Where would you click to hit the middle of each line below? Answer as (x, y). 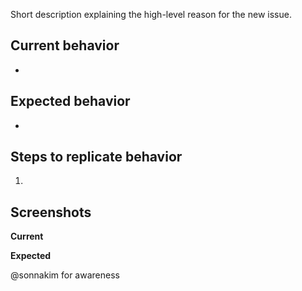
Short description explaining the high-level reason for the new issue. (151, 14)
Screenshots (51, 212)
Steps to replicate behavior (96, 157)
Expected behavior (70, 101)
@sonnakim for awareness (65, 275)
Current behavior (65, 45)
